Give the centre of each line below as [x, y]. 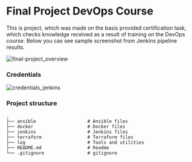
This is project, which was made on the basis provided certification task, [96, 28]
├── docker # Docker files [66, 126]
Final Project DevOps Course [80, 11]
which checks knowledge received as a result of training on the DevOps [96, 34]
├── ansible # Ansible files [67, 121]
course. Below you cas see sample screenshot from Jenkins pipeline [91, 40]
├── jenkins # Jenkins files [67, 132]
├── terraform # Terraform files [70, 137]
